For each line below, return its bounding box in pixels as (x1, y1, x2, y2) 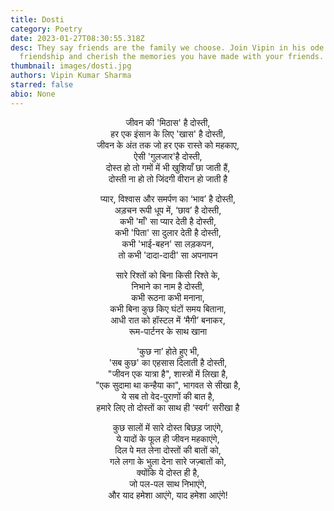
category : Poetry (10, 24, 83, 34)
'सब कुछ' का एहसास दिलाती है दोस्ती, (108, 356, 228, 368)
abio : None (10, 89, 56, 99)
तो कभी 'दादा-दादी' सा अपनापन (118, 249, 218, 261)
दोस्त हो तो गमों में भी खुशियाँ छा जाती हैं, (105, 161, 231, 173)
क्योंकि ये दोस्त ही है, (136, 466, 200, 478)
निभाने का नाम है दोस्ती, (131, 280, 205, 292)
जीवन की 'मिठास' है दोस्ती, (125, 116, 211, 128)
